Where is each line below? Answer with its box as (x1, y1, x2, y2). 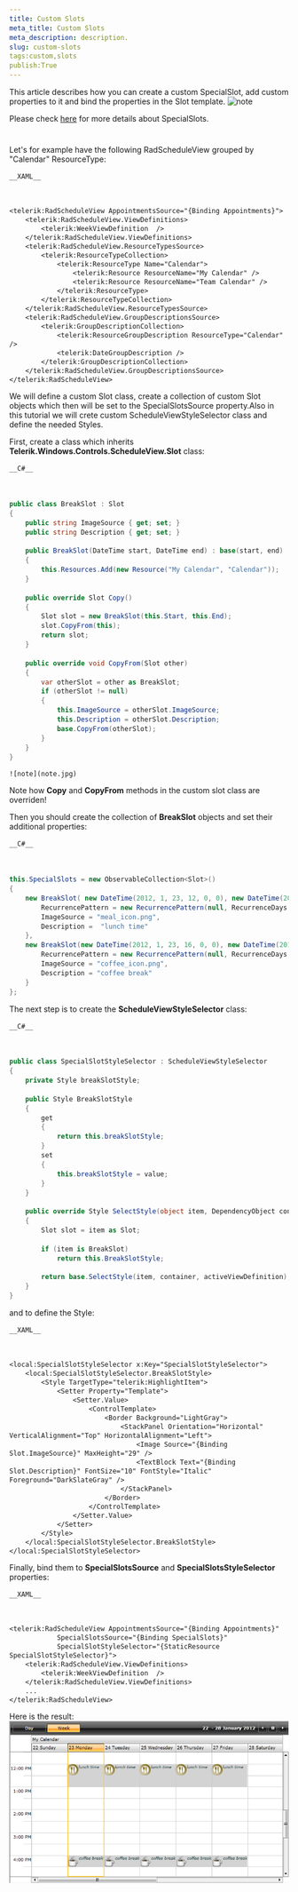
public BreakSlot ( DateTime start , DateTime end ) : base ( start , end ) (25, 546, 284, 555)
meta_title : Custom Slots (9, 23, 105, 33)
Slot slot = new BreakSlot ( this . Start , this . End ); (41, 612, 232, 621)
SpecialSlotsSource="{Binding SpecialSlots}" (56, 1634, 228, 1642)
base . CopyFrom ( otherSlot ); (56, 724, 157, 733)
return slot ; (41, 631, 90, 640)
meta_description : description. (9, 33, 129, 42)
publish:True (9, 61, 58, 70)
